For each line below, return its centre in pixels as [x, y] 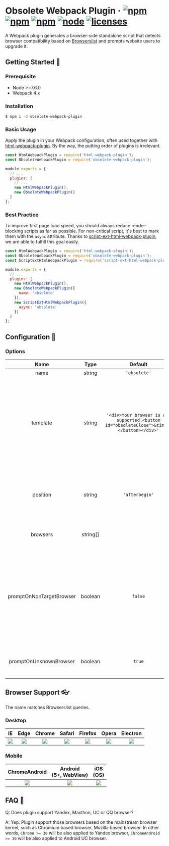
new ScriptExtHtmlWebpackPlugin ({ [50, 302]
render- [139, 226]
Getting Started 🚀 [33, 62]
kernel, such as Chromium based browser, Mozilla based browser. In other [82, 828]
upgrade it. [17, 46]
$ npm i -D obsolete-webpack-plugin [44, 116]
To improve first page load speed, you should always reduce [68, 226]
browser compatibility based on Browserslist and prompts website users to [83, 41]
